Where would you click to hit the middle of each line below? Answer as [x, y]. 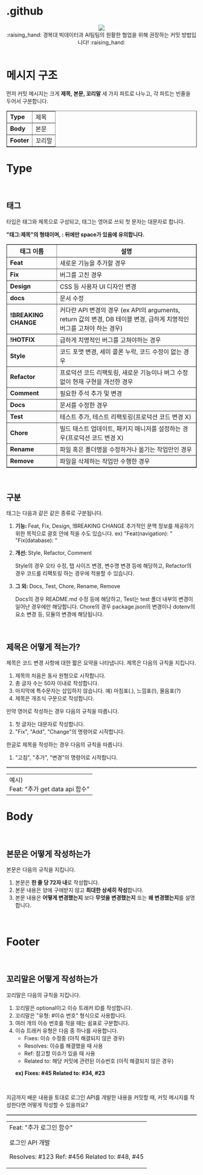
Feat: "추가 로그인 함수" [41, 1127]
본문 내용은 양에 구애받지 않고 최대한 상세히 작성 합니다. [79, 890]
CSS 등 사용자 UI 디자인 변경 [98, 286]
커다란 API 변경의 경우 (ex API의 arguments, [120, 310]
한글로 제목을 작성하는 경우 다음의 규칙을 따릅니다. [65, 745]
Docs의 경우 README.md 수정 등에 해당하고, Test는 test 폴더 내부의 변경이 [104, 599]
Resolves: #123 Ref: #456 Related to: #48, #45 [76, 1156]
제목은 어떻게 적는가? [43, 647]
